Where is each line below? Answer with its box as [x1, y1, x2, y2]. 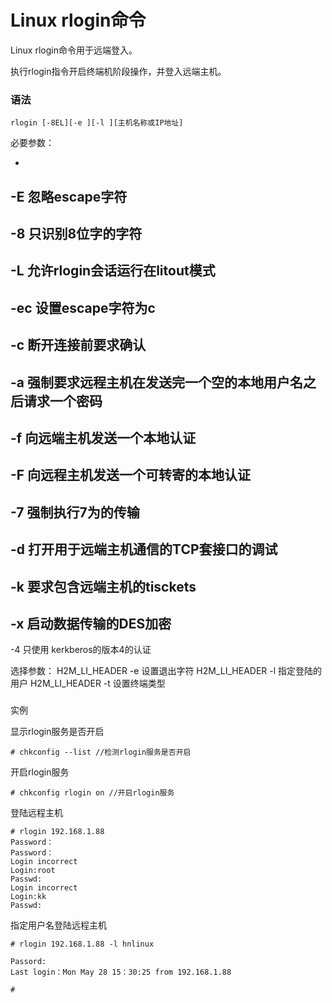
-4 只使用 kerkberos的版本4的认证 [10, 644, 152, 656]
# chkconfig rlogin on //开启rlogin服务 [10, 788, 175, 798]
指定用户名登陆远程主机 [10, 919, 107, 931]
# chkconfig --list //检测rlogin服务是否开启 [10, 747, 192, 758]
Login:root [10, 866, 56, 876]
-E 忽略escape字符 [10, 188, 128, 205]
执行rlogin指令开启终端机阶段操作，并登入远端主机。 [10, 65, 227, 77]
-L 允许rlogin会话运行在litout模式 [10, 262, 216, 280]
